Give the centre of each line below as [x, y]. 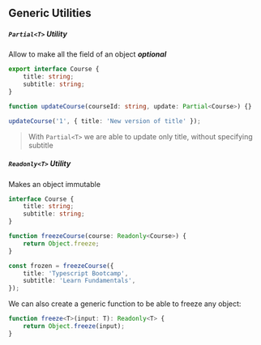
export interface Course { [54, 69]
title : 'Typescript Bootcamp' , [76, 273]
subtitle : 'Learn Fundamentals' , [79, 281]
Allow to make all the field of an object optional [88, 54]
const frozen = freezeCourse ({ [61, 266]
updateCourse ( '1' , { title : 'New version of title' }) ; [105, 121]
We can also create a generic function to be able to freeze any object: [125, 304]
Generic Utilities [50, 13]
